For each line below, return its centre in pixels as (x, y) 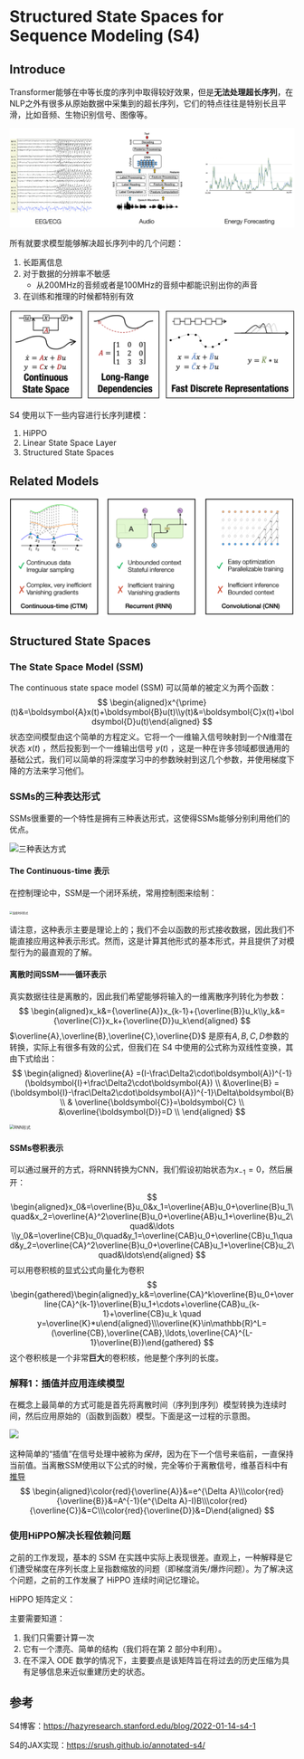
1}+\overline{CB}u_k (140, 1314)
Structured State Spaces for (117, 17)
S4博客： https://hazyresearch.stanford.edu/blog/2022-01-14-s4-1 (133, 1726)
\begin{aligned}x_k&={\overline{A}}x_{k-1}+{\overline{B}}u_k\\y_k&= (158, 1012)
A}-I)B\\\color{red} (213, 1501)
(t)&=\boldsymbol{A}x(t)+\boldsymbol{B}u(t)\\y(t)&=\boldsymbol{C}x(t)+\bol (152, 712)
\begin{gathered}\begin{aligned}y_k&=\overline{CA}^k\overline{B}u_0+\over (152, 1295)
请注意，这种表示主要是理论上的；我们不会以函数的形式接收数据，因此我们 (148, 929)
